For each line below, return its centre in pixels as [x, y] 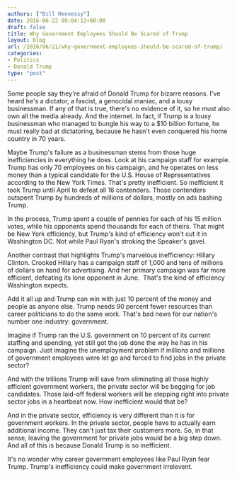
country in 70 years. [36, 138]
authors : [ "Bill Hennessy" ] [49, 14]
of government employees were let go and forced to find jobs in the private [117, 358]
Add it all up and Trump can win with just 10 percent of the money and [109, 299]
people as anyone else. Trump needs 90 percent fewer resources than [110, 306]
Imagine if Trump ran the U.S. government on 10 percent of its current [109, 335]
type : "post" [27, 73]
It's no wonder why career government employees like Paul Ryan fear [109, 459]
